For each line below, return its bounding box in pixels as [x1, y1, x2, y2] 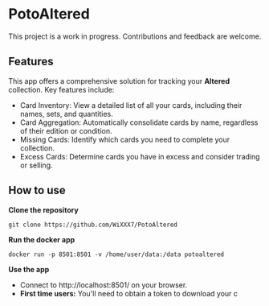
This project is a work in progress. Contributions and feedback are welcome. [8, 31, 262, 41]
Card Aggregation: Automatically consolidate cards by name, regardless [19, 118, 259, 127]
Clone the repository [8, 205, 79, 214]
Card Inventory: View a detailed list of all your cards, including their [19, 100, 243, 110]
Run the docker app [8, 234, 75, 244]
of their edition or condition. [19, 126, 112, 135]
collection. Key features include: [8, 85, 115, 94]
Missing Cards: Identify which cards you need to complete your [19, 134, 230, 144]
